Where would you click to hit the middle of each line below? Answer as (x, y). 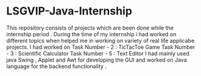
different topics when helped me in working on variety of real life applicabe (100, 40)
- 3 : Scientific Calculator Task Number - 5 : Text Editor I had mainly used (98, 53)
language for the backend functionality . (56, 66)
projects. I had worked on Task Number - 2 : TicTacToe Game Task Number (101, 47)
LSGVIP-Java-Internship (69, 11)
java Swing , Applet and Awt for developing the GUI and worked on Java (97, 60)
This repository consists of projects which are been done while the (90, 28)
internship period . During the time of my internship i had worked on (91, 34)
